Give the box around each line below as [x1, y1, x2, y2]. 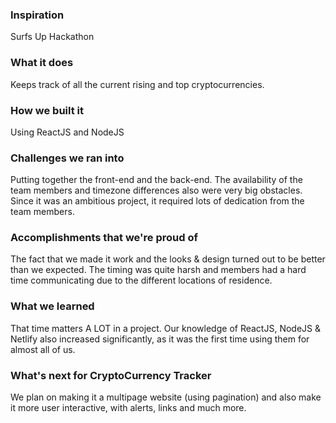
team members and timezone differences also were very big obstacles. [10, 184, 303, 197]
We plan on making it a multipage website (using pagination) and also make [10, 391, 322, 403]
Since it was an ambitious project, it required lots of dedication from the [10, 195, 305, 207]
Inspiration [10, 8, 65, 22]
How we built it [10, 103, 85, 117]
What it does [10, 56, 74, 70]
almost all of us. [10, 343, 76, 355]
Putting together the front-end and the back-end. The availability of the [10, 174, 303, 186]
